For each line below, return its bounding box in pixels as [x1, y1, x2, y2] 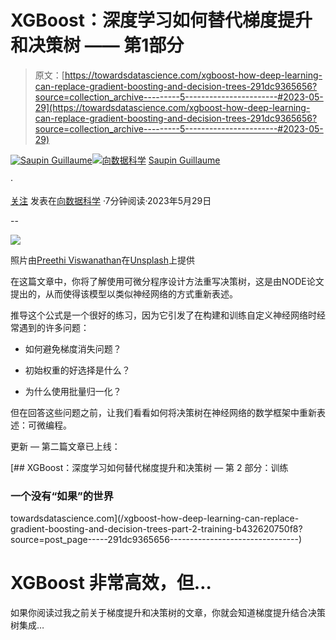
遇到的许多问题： [18, 321, 90, 333]
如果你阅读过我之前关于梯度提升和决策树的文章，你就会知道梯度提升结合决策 [10, 607, 326, 619]
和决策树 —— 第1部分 [10, 34, 185, 57]
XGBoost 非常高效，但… [10, 572, 212, 595]
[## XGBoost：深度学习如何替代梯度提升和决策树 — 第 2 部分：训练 [10, 461, 289, 473]
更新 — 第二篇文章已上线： [10, 440, 121, 452]
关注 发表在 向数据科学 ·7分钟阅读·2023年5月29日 [10, 194, 212, 206]
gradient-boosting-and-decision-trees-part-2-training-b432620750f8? [10, 523, 303, 535]
